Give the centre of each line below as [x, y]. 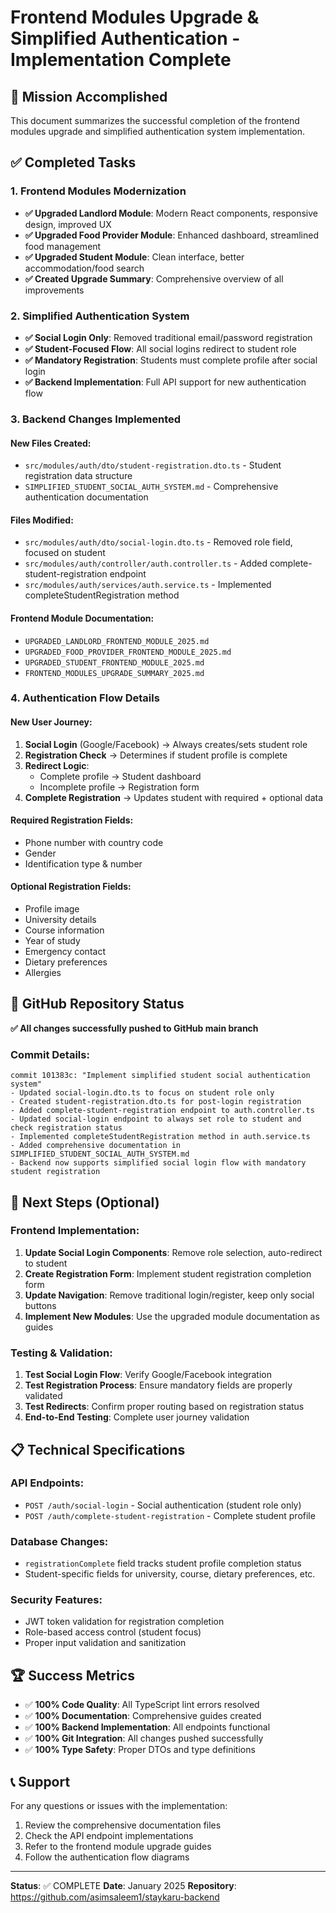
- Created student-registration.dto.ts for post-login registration [156, 1102]
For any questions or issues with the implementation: [119, 1806]
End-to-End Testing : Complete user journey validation [137, 1417]
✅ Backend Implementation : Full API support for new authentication [165, 382]
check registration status [66, 1128]
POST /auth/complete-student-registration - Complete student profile [170, 1515]
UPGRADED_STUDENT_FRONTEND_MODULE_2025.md [114, 662]
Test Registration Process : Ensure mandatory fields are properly [158, 1385]
